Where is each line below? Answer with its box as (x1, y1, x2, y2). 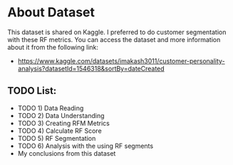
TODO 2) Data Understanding (17, 111, 105, 119)
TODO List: (7, 85, 57, 97)
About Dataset (7, 4, 95, 21)
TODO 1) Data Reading (17, 104, 84, 112)
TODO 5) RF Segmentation (17, 134, 96, 142)
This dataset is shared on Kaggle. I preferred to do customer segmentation (7, 28, 227, 36)
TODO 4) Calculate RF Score (17, 126, 102, 135)
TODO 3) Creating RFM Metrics (17, 119, 110, 127)
